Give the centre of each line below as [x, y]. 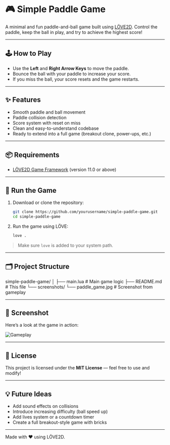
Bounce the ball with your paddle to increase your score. [72, 74]
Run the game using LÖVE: [40, 226]
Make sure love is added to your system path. [65, 245]
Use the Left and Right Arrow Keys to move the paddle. [71, 68]
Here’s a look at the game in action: [42, 325]
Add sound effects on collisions [45, 406]
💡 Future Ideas [29, 394]
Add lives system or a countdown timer [53, 417]
